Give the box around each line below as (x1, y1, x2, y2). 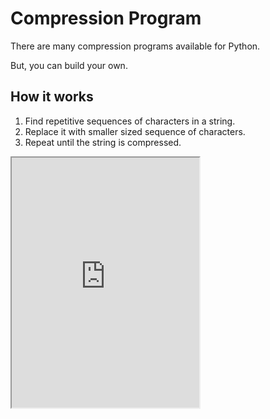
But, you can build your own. (10, 59, 128, 71)
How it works (10, 88, 94, 106)
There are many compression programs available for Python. (10, 40, 261, 52)
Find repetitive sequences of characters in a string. (24, 115, 236, 127)
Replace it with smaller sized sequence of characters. (24, 125, 246, 137)
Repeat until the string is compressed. (24, 136, 182, 148)
